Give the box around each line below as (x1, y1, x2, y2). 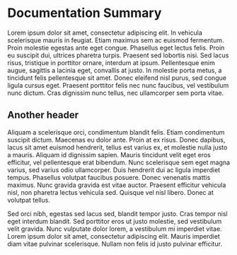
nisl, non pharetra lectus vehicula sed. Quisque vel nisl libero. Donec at (7, 188, 214, 196)
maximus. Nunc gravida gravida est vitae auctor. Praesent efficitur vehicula (7, 181, 226, 189)
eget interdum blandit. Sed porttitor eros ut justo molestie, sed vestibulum (7, 217, 222, 225)
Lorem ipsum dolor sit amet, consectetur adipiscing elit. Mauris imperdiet (7, 232, 221, 240)
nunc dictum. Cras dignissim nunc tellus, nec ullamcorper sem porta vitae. (7, 89, 224, 97)
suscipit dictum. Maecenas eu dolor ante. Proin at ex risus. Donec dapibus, (7, 135, 226, 144)
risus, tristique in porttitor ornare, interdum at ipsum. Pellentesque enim (7, 58, 216, 67)
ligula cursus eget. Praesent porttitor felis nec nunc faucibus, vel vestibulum (7, 81, 229, 89)
